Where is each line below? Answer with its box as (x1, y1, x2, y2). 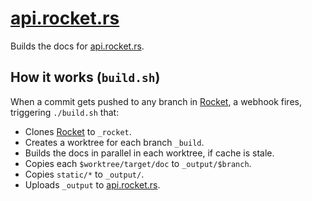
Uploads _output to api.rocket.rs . (24, 178, 161, 191)
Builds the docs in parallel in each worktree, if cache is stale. (24, 147, 275, 159)
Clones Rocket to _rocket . (24, 125, 132, 137)
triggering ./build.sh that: (10, 106, 120, 118)
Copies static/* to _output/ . (24, 168, 145, 180)
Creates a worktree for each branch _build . (24, 136, 205, 148)
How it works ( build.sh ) (10, 69, 161, 86)
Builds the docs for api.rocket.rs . (10, 40, 145, 52)
